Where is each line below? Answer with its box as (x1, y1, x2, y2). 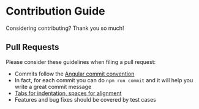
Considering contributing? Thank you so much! (6, 24, 124, 32)
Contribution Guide (6, 4, 105, 18)
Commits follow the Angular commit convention (14, 70, 135, 77)
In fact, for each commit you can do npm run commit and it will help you (14, 76, 193, 83)
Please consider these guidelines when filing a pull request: (6, 58, 156, 65)
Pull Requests (6, 42, 59, 52)
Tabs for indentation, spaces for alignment (14, 90, 122, 97)
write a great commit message (14, 83, 92, 90)
